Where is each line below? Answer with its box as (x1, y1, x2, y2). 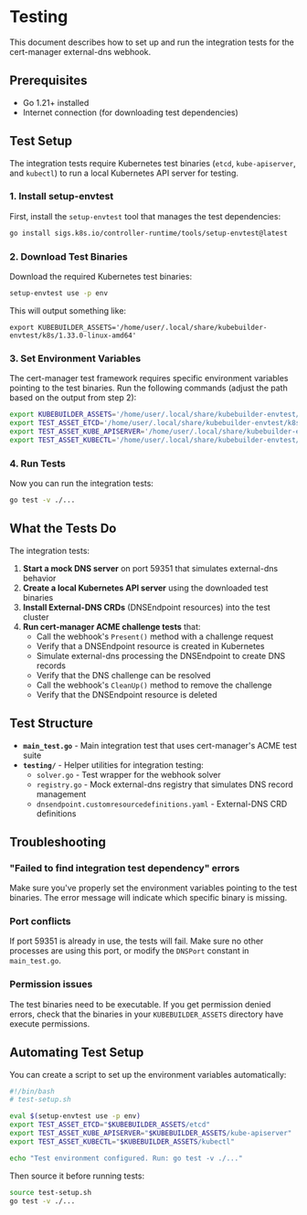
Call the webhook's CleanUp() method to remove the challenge (36, 679, 272, 690)
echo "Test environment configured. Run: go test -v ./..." (9, 1154, 244, 1163)
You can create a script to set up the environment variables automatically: (9, 1069, 287, 1080)
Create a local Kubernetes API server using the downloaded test (22, 582, 269, 593)
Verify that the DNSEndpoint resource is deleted (36, 688, 217, 700)
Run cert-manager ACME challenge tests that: (22, 621, 201, 632)
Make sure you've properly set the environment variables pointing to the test (9, 882, 298, 893)
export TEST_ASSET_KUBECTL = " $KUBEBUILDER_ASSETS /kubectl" (9, 1136, 235, 1146)
